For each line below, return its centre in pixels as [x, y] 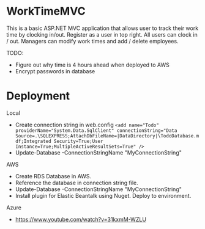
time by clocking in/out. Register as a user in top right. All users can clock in [102, 34]
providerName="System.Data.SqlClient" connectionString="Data [96, 130]
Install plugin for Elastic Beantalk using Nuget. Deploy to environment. [103, 195]
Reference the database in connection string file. [77, 183]
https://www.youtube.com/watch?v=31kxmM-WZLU [81, 219]
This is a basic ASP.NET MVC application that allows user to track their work [102, 28]
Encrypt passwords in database [55, 71]
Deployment [38, 96]
